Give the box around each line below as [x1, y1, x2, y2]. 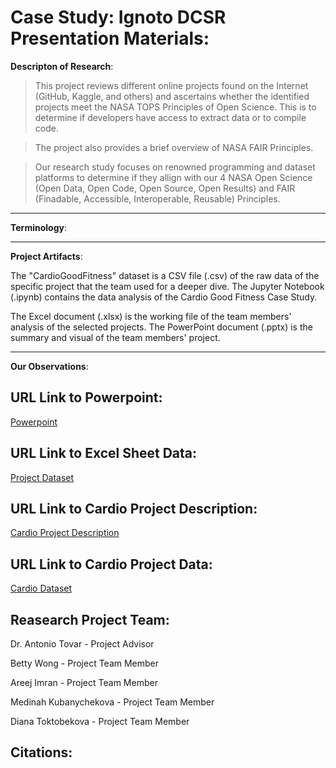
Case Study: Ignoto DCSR [10, 6, 227, 29]
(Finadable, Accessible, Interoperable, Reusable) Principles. [34, 192, 281, 205]
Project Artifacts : [10, 250, 83, 262]
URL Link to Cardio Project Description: [10, 500, 258, 517]
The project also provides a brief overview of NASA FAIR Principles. [34, 141, 314, 153]
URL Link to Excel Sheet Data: [10, 445, 198, 462]
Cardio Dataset [10, 582, 73, 595]
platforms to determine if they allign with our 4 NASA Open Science [34, 171, 313, 183]
